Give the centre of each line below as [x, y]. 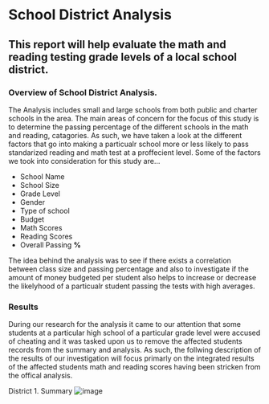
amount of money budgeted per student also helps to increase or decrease [132, 277]
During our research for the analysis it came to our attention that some [124, 324]
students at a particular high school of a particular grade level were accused [134, 333]
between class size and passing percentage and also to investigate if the [128, 269]
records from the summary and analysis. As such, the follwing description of [134, 350]
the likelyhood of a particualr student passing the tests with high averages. [132, 286]
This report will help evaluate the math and [117, 45]
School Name [43, 176]
